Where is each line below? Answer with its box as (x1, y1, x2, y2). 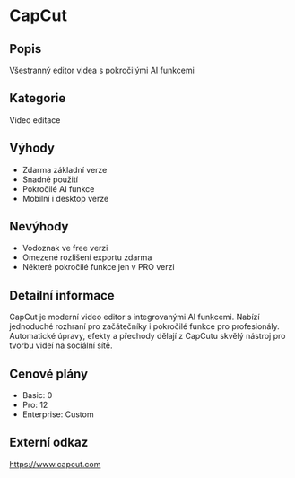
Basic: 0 (22, 390, 53, 401)
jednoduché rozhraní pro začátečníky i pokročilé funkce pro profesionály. (9, 321, 280, 332)
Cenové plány (9, 366, 88, 381)
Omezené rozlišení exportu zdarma (22, 252, 152, 263)
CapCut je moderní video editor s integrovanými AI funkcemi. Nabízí (9, 311, 260, 323)
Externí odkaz (9, 435, 89, 450)
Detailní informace (9, 288, 115, 303)
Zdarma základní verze (22, 164, 108, 175)
